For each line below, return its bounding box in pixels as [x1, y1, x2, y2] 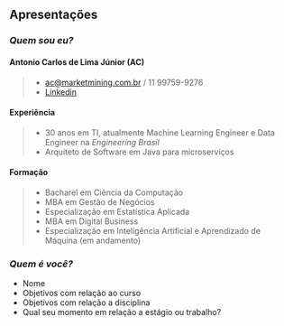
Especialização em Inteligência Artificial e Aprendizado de [44, 225, 261, 236]
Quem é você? [9, 257, 74, 270]
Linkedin [44, 86, 77, 98]
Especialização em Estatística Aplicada [44, 206, 190, 217]
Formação [9, 167, 49, 178]
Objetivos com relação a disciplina [22, 297, 151, 308]
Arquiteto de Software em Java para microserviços [44, 146, 234, 157]
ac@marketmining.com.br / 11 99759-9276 [44, 77, 204, 88]
